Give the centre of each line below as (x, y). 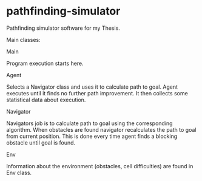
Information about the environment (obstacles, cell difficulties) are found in (100, 166)
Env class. (19, 172)
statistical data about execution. (46, 100)
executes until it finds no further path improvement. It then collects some (97, 93)
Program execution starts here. (45, 63)
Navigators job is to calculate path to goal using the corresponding (89, 123)
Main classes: (23, 39)
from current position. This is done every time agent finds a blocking (92, 136)
